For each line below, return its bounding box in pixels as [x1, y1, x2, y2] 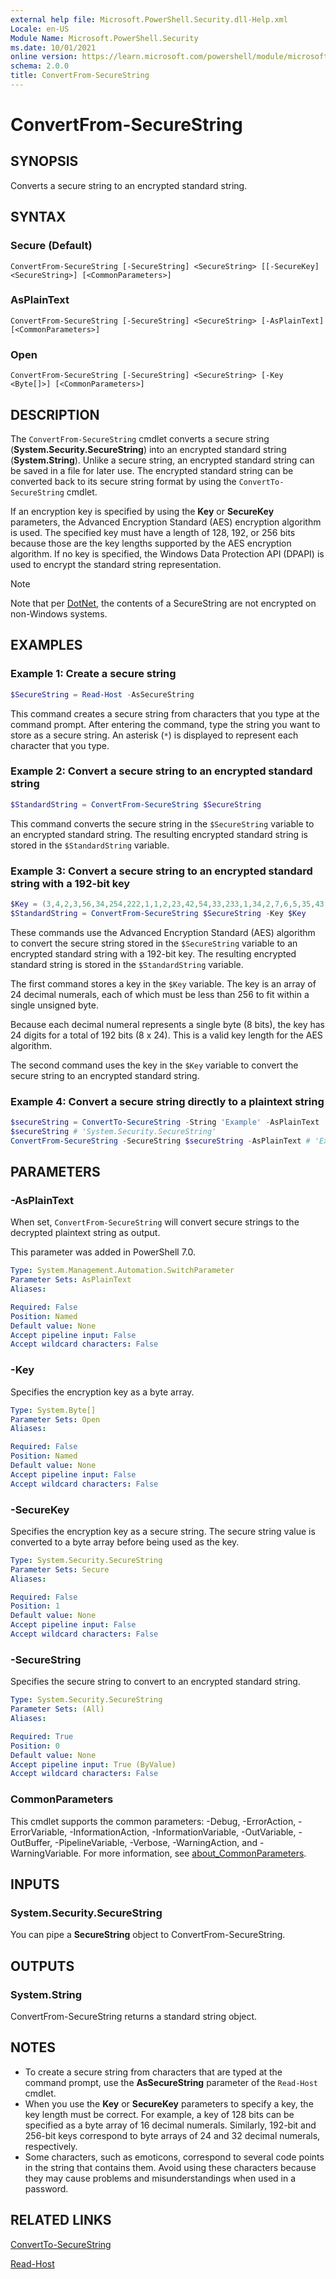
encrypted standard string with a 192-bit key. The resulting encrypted [10, 947, 297, 960]
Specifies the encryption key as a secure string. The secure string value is [10, 1525, 316, 1537]
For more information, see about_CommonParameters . [83, 1847, 307, 1859]
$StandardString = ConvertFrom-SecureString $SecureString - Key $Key [10, 908, 307, 918]
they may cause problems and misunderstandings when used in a [24, 2172, 297, 2184]
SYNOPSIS [10, 153, 79, 170]
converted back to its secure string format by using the [10, 475, 237, 487]
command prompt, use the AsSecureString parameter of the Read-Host [24, 2076, 318, 2088]
